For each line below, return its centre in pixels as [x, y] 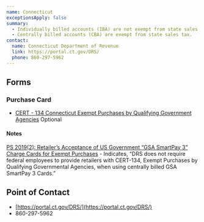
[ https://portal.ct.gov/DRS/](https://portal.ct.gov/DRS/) [84, 207]
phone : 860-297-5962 [38, 57]
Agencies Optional [38, 119]
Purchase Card [29, 100]
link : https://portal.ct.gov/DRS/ [56, 52]
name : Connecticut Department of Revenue [65, 46]
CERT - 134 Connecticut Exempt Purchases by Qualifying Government [104, 113]
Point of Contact [38, 192]
